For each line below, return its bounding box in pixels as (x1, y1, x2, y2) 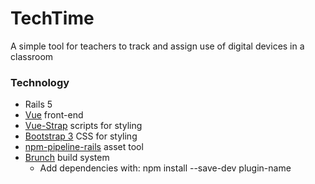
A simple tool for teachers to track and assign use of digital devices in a (10, 40, 305, 52)
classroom (10, 50, 54, 62)
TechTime (10, 7, 95, 30)
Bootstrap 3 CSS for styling (24, 130, 138, 142)
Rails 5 (24, 98, 53, 111)
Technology (10, 75, 70, 89)
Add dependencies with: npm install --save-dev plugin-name (39, 162, 292, 174)
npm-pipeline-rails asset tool (24, 141, 144, 153)
